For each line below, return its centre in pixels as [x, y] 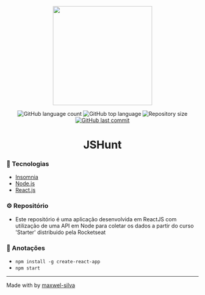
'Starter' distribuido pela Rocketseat [60, 232]
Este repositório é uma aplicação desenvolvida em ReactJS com [96, 219]
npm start [28, 268]
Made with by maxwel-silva [41, 285]
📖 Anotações [26, 248]
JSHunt [103, 145]
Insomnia [27, 177]
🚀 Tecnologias [28, 164]
